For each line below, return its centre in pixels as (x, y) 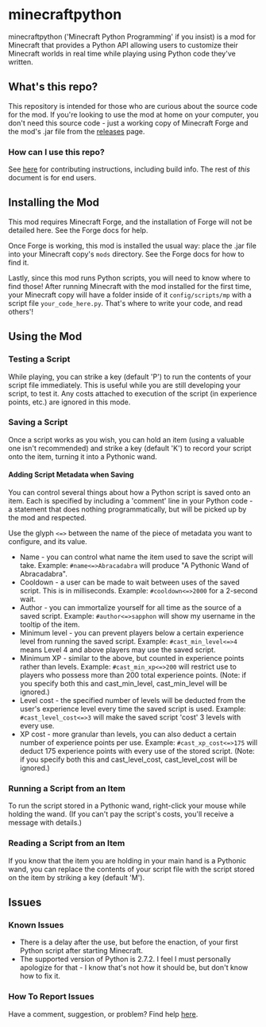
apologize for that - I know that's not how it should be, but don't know (134, 967)
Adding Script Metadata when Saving (71, 475)
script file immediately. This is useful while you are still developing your (125, 385)
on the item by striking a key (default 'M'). (77, 877)
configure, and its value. (48, 542)
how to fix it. (40, 976)
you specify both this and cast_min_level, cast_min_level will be (123, 684)
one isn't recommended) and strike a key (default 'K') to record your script (130, 448)
